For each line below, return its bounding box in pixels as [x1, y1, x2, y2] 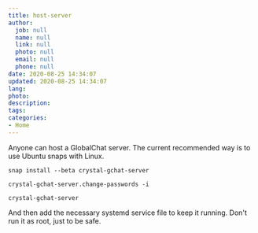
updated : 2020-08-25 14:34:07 [8, 77, 108, 85]
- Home [8, 121, 30, 129]
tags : [8, 107, 26, 115]
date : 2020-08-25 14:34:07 [8, 70, 97, 78]
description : [8, 99, 51, 107]
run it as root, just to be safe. [8, 216, 101, 225]
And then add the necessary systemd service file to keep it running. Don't [8, 208, 248, 217]
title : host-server [8, 11, 72, 20]
